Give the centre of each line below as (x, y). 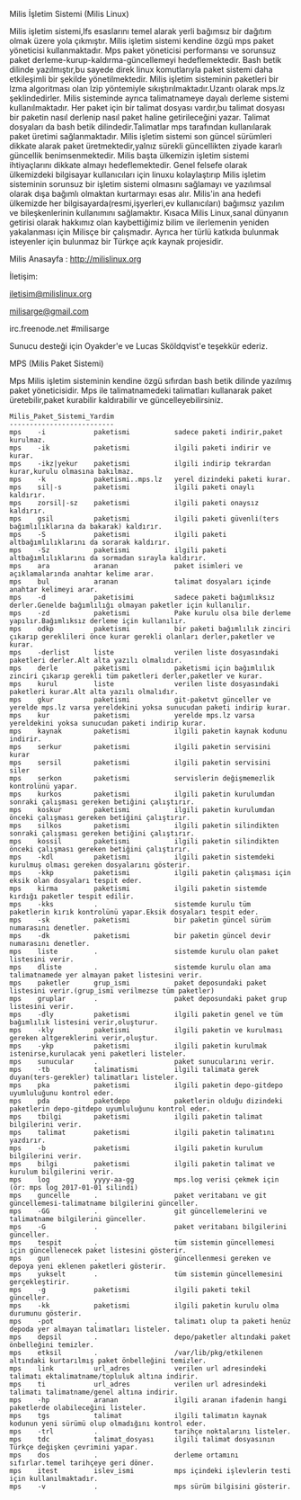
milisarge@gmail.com (49, 311)
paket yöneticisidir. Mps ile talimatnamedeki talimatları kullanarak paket (141, 390)
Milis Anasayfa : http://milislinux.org (75, 259)
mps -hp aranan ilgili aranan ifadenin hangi (148, 1400)
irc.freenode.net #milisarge (59, 329)
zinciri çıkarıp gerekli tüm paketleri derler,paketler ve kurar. (136, 676)
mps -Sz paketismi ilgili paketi (118, 550)
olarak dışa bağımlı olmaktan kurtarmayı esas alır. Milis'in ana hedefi (135, 194)
